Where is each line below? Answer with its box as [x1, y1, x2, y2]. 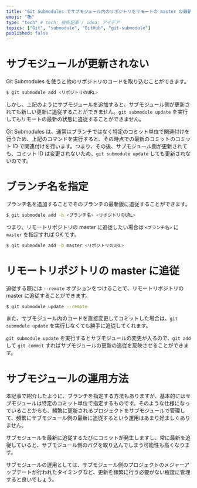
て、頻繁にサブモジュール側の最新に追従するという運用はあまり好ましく [6, 414, 181, 422]
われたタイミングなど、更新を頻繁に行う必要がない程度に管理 [42, 469, 191, 476]
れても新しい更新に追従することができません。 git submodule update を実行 [6, 108, 188, 115]
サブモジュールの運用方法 [6, 372, 129, 385]
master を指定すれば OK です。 [6, 231, 80, 238]
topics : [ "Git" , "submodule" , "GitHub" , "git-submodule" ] [6, 25, 151, 31]
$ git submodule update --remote [6, 303, 88, 309]
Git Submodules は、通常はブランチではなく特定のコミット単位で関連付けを [6, 128, 190, 135]
